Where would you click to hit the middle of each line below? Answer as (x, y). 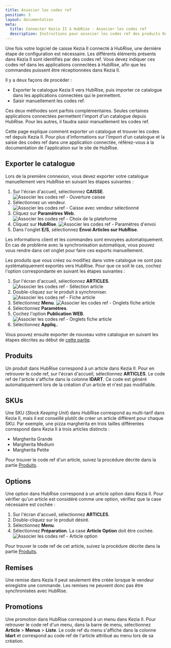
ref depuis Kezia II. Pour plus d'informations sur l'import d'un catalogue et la (85, 137)
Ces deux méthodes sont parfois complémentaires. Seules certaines (77, 111)
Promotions (24, 607)
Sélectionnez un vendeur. (39, 202)
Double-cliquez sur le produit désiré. (51, 520)
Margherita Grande (33, 439)
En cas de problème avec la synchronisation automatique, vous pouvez (80, 245)
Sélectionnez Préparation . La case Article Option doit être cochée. (83, 531)
